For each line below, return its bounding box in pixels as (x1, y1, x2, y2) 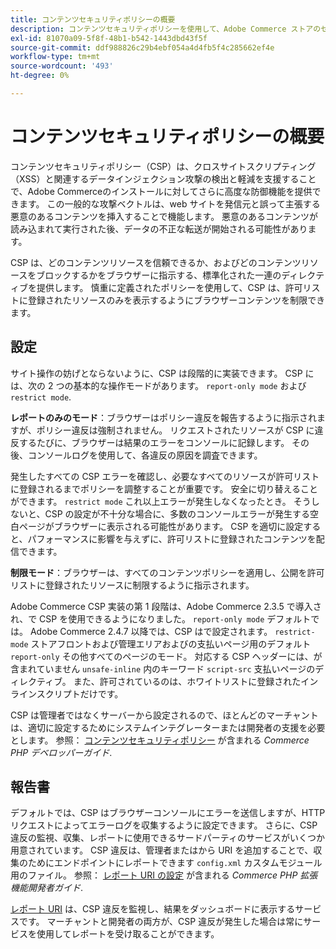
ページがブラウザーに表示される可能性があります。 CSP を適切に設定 (18, 520, 304, 532)
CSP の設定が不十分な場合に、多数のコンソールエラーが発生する (44, 507, 311, 520)
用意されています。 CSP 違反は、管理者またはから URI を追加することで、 (10, 844, 314, 856)
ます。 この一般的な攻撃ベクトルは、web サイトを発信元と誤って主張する (18, 197, 321, 210)
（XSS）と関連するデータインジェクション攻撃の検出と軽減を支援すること (10, 172, 317, 185)
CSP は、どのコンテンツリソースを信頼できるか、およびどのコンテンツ (10, 256, 302, 268)
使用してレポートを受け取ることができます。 (36, 928, 220, 940)
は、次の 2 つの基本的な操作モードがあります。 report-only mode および (10, 379, 307, 391)
